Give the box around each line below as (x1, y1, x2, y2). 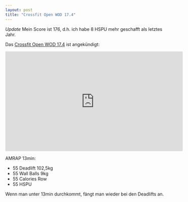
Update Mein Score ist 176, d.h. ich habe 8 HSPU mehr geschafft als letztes (5, 26, 163, 32)
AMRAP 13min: (5, 155, 36, 161)
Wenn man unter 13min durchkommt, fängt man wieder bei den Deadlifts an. (5, 191, 164, 197)
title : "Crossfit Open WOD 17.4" (5, 12, 76, 17)
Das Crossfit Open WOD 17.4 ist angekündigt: (5, 41, 100, 47)
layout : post (5, 7, 33, 13)
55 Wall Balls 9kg (12, 170, 49, 176)
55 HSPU (12, 181, 32, 187)
